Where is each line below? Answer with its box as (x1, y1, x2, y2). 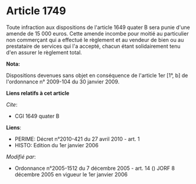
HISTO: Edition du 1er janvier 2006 (14, 141, 99, 149)
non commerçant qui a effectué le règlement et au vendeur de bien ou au (6, 36, 184, 43)
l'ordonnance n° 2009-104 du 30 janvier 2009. (6, 78, 120, 85)
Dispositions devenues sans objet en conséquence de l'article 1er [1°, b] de (6, 72, 188, 79)
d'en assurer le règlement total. (6, 49, 83, 56)
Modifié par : (6, 153, 37, 160)
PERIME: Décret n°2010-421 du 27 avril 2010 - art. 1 (14, 135, 140, 143)
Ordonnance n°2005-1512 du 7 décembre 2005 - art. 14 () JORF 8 (14, 164, 175, 172)
